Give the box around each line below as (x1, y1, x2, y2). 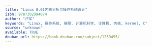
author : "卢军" (5, 16, 35, 21)
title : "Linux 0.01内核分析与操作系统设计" (5, 7, 88, 12)
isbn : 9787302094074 (5, 12, 48, 17)
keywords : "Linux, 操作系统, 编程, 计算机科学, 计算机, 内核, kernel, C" (5, 21, 148, 26)
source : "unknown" (5, 25, 43, 30)
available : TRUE (5, 30, 38, 35)
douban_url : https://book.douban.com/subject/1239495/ (5, 35, 120, 40)
